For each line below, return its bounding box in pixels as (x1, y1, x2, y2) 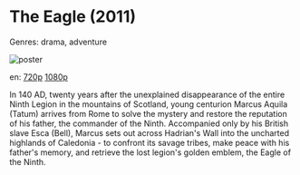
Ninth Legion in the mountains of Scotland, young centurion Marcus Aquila (9, 98, 288, 110)
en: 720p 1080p (9, 71, 68, 83)
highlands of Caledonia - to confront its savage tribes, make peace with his (9, 137, 290, 148)
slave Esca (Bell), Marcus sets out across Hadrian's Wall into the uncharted (9, 127, 290, 138)
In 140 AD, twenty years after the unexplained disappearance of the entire (9, 89, 285, 100)
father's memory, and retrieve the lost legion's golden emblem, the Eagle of (9, 147, 292, 158)
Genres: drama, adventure (9, 36, 107, 47)
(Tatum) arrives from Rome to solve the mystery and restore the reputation (9, 108, 288, 119)
